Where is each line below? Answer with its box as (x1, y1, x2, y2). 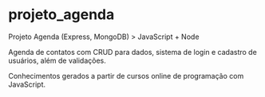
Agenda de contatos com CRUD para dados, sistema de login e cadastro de (8, 47, 257, 56)
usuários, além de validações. (8, 56, 106, 65)
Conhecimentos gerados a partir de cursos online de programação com (8, 71, 244, 80)
